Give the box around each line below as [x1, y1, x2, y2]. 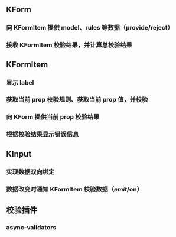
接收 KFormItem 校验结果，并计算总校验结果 [6, 41, 133, 49]
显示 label [6, 78, 34, 86]
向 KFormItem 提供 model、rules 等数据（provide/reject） [6, 24, 174, 32]
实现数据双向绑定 [6, 168, 55, 176]
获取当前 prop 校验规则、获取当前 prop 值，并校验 [6, 96, 148, 104]
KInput [6, 149, 32, 159]
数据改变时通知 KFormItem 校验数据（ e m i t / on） [6, 185, 144, 193]
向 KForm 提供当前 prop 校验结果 [6, 113, 100, 121]
